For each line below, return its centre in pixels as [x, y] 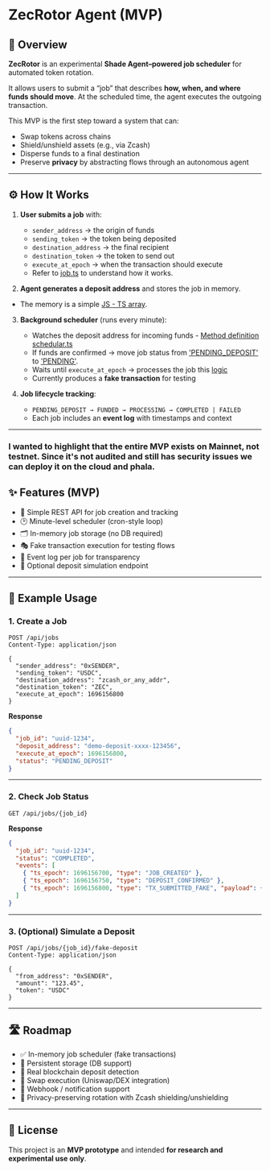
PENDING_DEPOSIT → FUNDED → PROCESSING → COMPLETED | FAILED [136, 410]
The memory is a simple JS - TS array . [84, 304]
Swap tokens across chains [65, 136]
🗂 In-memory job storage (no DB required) [91, 533]
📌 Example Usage [53, 598]
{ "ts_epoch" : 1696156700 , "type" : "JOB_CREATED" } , [113, 873]
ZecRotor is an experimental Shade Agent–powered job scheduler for [125, 64]
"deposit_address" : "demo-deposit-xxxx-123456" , [98, 746]
